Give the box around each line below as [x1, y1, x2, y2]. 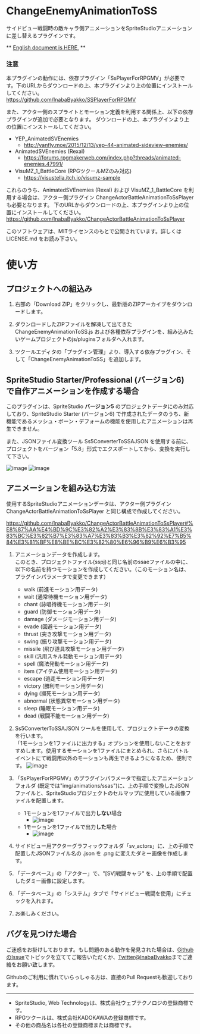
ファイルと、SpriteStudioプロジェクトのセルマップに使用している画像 [14, 789, 186, 797]
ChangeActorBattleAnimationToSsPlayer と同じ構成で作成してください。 [6, 507, 184, 515]
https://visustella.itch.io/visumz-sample [23, 174, 121, 181]
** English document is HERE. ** [6, 43, 86, 51]
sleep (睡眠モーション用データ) [23, 704, 100, 712]
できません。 [11, 425, 43, 433]
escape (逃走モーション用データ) [23, 675, 105, 682]
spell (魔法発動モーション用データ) [23, 660, 109, 667]
